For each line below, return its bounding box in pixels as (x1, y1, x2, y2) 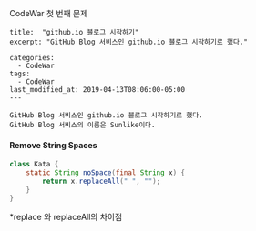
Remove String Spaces (9, 139, 97, 150)
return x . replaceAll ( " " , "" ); (42, 176, 161, 186)
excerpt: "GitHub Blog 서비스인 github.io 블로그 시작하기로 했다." (9, 37, 249, 46)
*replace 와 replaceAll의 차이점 (9, 211, 123, 222)
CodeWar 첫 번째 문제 (9, 8, 88, 18)
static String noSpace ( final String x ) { (26, 168, 185, 177)
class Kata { (9, 160, 59, 169)
